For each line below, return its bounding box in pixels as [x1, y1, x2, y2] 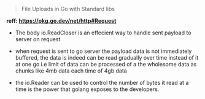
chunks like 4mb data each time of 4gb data [15, 67, 127, 74]
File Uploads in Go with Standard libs [21, 6, 115, 12]
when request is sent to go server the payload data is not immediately [15, 47, 192, 55]
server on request [15, 36, 61, 42]
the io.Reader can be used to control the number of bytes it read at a [15, 79, 189, 86]
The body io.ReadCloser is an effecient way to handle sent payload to [15, 29, 191, 36]
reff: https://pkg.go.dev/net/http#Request [6, 17, 117, 24]
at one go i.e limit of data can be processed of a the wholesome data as [15, 61, 197, 68]
